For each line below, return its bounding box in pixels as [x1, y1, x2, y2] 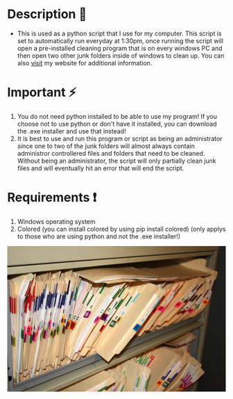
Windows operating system [17, 217, 96, 225]
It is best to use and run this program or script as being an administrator [17, 134, 223, 142]
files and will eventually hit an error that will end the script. [17, 163, 184, 172]
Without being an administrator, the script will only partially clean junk [17, 156, 216, 165]
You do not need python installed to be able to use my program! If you [17, 112, 217, 120]
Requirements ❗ [7, 190, 97, 206]
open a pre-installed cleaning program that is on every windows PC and [17, 44, 223, 52]
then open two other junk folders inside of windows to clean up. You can [17, 51, 225, 60]
